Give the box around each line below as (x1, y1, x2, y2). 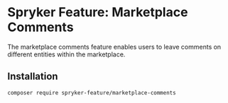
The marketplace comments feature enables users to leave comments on (7, 42, 222, 51)
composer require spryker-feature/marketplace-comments (7, 89, 176, 96)
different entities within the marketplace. (7, 50, 126, 59)
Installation (7, 71, 58, 83)
